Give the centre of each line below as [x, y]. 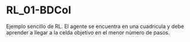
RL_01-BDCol [39, 10]
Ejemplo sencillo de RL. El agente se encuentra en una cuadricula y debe [95, 26]
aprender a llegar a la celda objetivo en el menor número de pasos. [88, 32]
